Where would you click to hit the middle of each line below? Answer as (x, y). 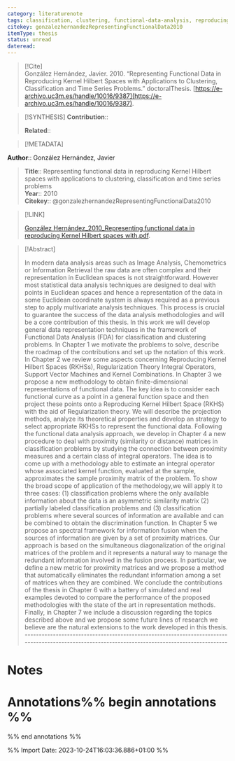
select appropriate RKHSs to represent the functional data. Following (123, 426)
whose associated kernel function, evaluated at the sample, (110, 471)
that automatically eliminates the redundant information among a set (123, 575)
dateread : (22, 46)
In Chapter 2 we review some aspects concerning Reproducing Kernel (125, 359)
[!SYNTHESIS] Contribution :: (66, 117)
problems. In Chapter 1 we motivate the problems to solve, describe (122, 344)
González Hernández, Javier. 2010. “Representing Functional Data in (123, 74)
